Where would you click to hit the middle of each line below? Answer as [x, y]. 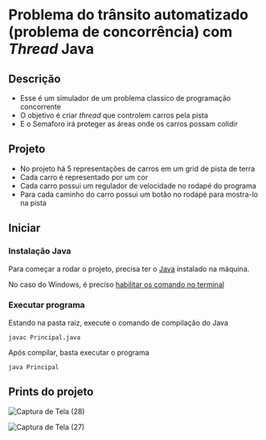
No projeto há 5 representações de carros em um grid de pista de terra [137, 168]
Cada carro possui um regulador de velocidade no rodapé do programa [138, 185]
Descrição [35, 79]
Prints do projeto [51, 392]
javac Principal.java [45, 337]
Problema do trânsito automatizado [129, 15]
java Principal [34, 367]
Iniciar [25, 228]
